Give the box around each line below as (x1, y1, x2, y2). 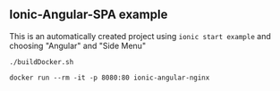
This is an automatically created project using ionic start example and (9, 30, 271, 41)
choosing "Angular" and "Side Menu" (9, 40, 146, 51)
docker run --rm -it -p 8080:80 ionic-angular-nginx (9, 73, 210, 82)
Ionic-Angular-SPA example (9, 7, 168, 22)
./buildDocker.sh (9, 57, 74, 66)
